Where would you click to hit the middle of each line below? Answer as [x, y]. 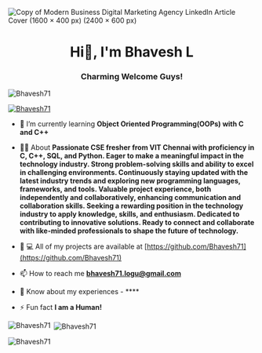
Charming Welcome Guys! [132, 77]
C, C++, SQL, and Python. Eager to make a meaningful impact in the [132, 156]
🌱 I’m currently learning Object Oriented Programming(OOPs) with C [132, 124]
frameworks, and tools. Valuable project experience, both [115, 189]
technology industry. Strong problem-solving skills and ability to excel [136, 164]
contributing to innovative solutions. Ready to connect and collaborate [137, 223]
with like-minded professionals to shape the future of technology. [129, 231]
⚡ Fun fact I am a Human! [60, 308]
